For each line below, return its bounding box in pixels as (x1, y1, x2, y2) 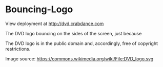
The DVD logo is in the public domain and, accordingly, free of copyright (5, 40, 158, 47)
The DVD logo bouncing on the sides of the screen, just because (5, 30, 142, 36)
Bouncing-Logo (5, 4, 73, 15)
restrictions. (5, 46, 31, 52)
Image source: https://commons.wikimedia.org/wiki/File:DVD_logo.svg (5, 55, 154, 62)
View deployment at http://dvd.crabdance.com (5, 20, 104, 27)
